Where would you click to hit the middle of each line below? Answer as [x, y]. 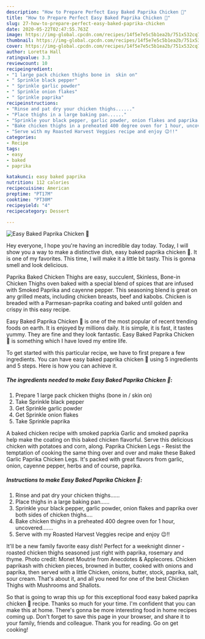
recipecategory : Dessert [38, 211]
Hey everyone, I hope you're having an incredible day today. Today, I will [97, 246]
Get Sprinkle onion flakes [47, 415]
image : [15, 35]
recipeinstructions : [33, 103]
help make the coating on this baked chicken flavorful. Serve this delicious [100, 440]
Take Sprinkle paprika [42, 422]
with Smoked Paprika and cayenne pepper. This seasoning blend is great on [102, 290]
